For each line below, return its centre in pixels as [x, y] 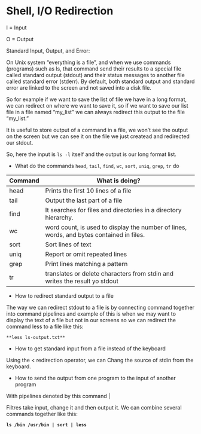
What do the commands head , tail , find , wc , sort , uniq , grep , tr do [97, 166]
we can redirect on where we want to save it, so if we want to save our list [97, 105]
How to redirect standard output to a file [64, 296]
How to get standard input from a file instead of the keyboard [90, 349]
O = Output [20, 39]
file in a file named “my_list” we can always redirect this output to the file [96, 112]
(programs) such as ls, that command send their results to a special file [94, 68]
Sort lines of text [68, 244]
